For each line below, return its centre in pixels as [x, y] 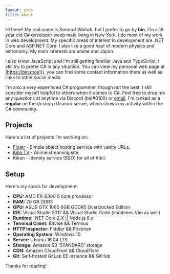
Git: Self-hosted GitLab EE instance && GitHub [61, 256]
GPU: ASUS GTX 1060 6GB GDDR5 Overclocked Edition [71, 207]
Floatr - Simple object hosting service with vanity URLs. [71, 147]
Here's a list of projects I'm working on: [47, 137]
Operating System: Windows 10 [47, 234]
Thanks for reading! [26, 266]
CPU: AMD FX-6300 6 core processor [53, 196]
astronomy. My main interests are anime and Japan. [60, 51]
